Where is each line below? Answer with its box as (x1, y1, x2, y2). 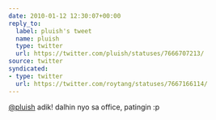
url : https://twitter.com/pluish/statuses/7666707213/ (15, 49, 205, 58)
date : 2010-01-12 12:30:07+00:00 (8, 11, 121, 20)
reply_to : (8, 19, 42, 28)
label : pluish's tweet (15, 27, 92, 35)
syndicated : (8, 65, 49, 73)
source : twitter (8, 58, 63, 66)
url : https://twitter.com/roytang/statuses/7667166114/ (15, 79, 208, 88)
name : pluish (15, 34, 60, 43)
